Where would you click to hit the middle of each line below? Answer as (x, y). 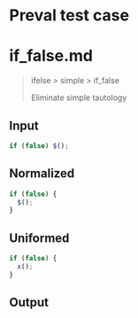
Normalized (42, 174)
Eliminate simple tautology (79, 97)
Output (29, 302)
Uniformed (39, 238)
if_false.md (51, 56)
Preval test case (69, 16)
